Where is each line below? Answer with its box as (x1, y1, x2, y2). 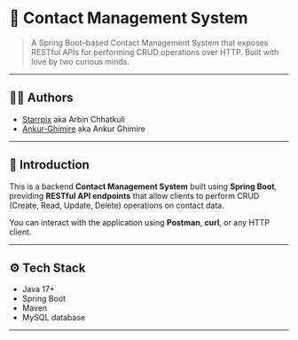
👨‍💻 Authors (9, 91, 74, 106)
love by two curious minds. (30, 56, 130, 67)
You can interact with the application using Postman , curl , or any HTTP (9, 217, 271, 227)
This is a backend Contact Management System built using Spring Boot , (9, 181, 278, 192)
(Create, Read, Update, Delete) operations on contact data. (9, 200, 224, 210)
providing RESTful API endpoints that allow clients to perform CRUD (9, 190, 260, 201)
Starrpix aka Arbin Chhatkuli (21, 114, 126, 124)
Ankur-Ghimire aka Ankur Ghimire (21, 123, 146, 134)
